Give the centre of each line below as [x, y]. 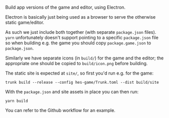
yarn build [17, 101]
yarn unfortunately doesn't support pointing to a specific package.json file [82, 38]
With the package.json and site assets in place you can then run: [72, 92]
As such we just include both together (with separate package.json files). [81, 32]
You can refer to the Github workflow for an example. [60, 110]
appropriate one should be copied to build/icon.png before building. [76, 63]
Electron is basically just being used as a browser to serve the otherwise [80, 17]
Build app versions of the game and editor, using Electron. [65, 7]
